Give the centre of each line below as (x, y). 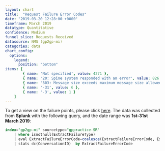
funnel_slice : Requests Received (39, 37)
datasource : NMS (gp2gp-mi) (34, 42)
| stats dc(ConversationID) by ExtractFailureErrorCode (73, 144)
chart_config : (20, 51)
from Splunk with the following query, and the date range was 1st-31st (77, 116)
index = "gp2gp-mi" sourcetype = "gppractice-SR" (52, 130)
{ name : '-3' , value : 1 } (49, 92)
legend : (22, 60)
